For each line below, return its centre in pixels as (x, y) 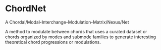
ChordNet (26, 9)
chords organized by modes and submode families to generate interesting (80, 37)
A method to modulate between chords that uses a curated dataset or (76, 31)
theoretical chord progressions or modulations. (53, 42)
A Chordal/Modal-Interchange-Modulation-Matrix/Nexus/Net (67, 22)
